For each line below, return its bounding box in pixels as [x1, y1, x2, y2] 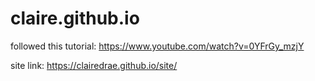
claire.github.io [10, 7, 140, 30]
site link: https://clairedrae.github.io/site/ [10, 59, 178, 71]
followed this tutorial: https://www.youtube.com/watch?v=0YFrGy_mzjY [10, 40, 305, 52]
